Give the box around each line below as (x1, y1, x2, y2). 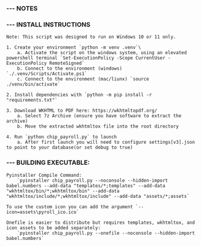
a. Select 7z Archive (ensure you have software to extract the (17, 113, 182, 119)
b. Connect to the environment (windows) (17, 66, 122, 72)
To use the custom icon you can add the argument (6, 203, 134, 210)
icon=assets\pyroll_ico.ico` (6, 209, 79, 215)
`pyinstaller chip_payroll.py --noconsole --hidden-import (17, 177, 169, 183)
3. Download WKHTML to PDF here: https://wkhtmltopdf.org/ (6, 108, 158, 114)
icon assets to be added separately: (6, 224, 101, 231)
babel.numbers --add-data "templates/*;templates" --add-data (6, 182, 165, 189)
